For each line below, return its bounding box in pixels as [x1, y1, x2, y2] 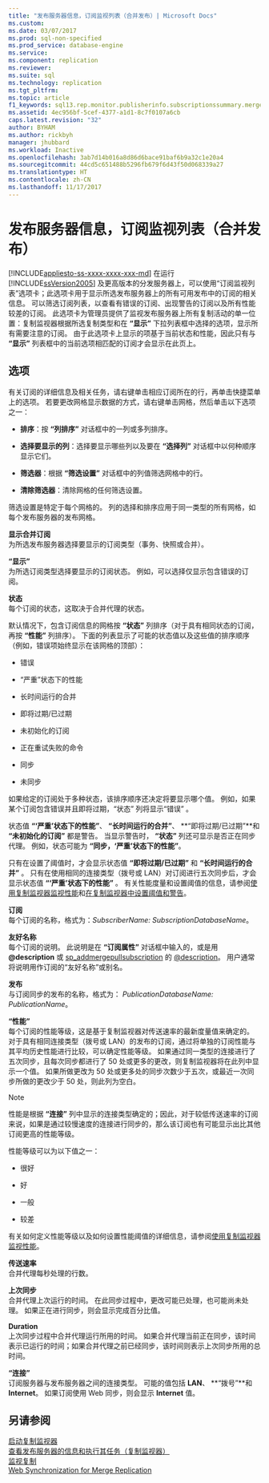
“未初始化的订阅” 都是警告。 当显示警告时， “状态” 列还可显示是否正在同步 [8, 830, 256, 840]
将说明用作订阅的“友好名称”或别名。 [8, 962, 127, 972]
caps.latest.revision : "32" [8, 116, 102, 124]
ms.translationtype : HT [8, 168, 88, 176]
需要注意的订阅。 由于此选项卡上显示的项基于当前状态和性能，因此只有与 [14, 328, 256, 337]
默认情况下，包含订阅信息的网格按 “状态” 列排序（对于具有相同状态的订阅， [8, 620, 259, 630]
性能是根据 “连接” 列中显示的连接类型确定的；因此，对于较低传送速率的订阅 [8, 1109, 259, 1118]
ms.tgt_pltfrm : [8, 86, 59, 95]
